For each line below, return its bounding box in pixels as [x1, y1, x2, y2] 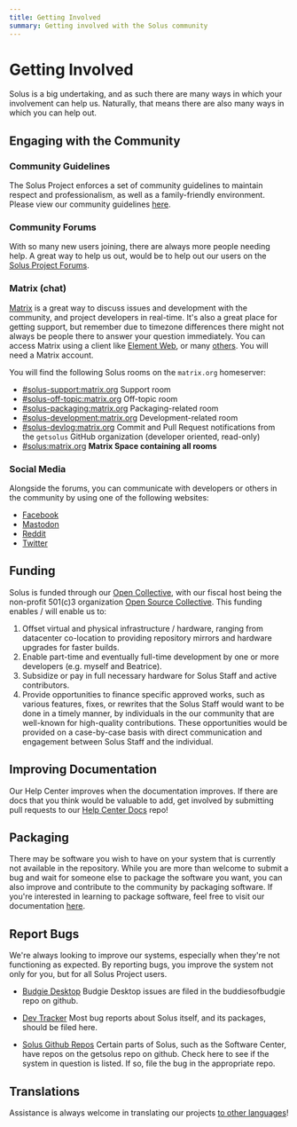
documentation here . [9, 901, 86, 911]
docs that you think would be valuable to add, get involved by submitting [9, 795, 275, 806]
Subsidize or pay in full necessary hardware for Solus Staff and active [21, 670, 277, 681]
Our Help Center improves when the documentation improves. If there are [9, 785, 278, 796]
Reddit [21, 529, 46, 540]
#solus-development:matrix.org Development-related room [21, 412, 238, 422]
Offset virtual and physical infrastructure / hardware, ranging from [21, 623, 263, 634]
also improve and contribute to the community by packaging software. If [9, 882, 273, 893]
